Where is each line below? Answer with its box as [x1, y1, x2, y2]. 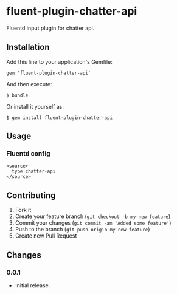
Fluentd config [6, 149, 50, 158]
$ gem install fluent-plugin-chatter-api [6, 114, 113, 121]
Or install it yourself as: [6, 103, 64, 110]
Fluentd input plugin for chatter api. [6, 24, 95, 32]
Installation [6, 42, 50, 52]
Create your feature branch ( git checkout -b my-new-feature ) [15, 213, 171, 220]
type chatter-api [12, 168, 56, 174]
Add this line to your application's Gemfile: [6, 58, 113, 65]
